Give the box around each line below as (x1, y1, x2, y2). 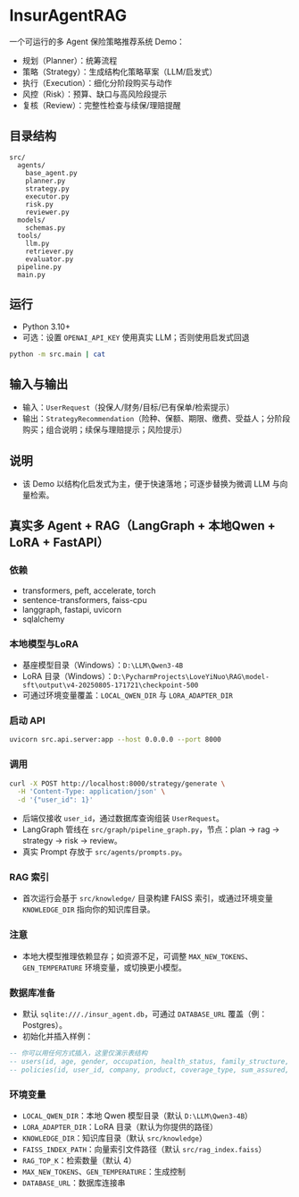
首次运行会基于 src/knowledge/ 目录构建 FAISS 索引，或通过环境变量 (21, 893, 274, 904)
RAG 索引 (9, 871, 50, 884)
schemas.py (25, 223, 66, 233)
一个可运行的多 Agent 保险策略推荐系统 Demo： (9, 36, 185, 47)
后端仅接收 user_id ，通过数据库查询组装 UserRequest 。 (21, 813, 225, 824)
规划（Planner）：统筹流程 (21, 55, 118, 65)
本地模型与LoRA (9, 637, 79, 649)
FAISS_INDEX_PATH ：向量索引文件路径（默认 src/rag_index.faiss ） (21, 1143, 267, 1154)
